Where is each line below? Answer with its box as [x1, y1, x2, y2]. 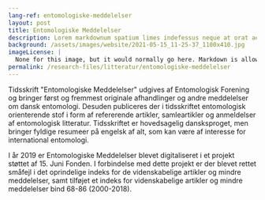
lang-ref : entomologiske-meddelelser [8, 11, 132, 20]
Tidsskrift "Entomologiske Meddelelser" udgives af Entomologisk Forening [8, 85, 250, 94]
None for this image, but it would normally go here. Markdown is [15, 56, 238, 64]
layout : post [8, 19, 51, 27]
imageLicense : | [8, 48, 62, 56]
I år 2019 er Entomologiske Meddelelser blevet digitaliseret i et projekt [8, 150, 235, 160]
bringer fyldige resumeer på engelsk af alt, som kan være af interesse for [8, 126, 246, 136]
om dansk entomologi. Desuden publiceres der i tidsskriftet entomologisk [8, 101, 246, 111]
